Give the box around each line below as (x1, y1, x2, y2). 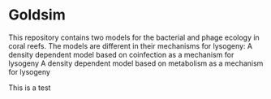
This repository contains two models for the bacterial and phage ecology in (8, 32, 260, 42)
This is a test (8, 83, 51, 93)
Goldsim (8, 6, 67, 24)
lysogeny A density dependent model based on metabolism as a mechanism (8, 58, 264, 68)
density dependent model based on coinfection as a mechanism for (8, 49, 234, 59)
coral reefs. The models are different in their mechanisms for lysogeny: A (8, 41, 253, 50)
